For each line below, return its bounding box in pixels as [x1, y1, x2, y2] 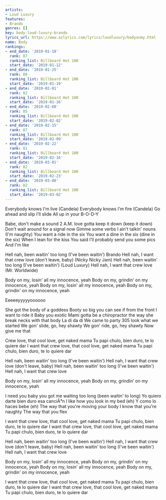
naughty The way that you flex [5, 409, 67, 415]
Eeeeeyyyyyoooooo [5, 297, 46, 303]
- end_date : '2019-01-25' [5, 68, 58, 73]
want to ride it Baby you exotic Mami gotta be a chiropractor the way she [5, 312, 154, 318]
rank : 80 [9, 72, 28, 77]
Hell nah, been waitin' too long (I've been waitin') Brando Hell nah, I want [5, 251, 154, 257]
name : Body [5, 40, 28, 45]
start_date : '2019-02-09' [9, 137, 63, 142]
